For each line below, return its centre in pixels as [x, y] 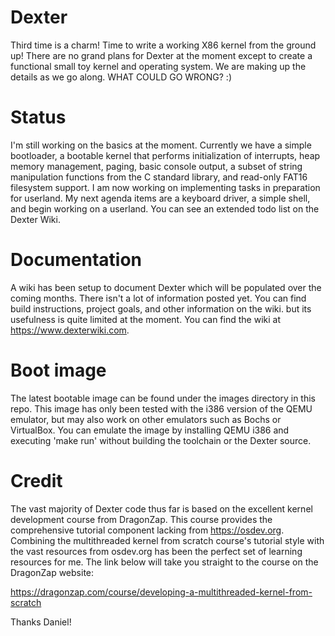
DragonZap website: [52, 572]
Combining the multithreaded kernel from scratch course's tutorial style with [167, 540]
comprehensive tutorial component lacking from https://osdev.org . [147, 530]
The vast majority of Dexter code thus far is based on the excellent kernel [161, 508]
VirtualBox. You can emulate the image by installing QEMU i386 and [150, 430]
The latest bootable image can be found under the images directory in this [163, 398]
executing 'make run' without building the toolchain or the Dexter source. [161, 440]
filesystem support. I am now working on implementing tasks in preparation [165, 187]
